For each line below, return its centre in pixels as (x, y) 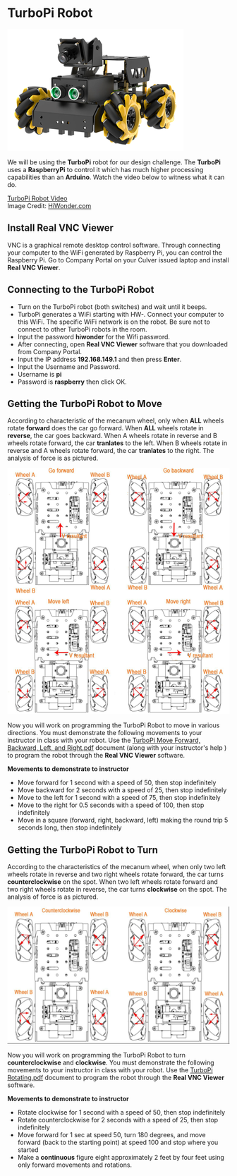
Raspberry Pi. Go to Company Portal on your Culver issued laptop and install (118, 260)
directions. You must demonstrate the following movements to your (105, 733)
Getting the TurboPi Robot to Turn (83, 850)
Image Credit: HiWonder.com (49, 205)
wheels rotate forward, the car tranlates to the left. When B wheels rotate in (117, 443)
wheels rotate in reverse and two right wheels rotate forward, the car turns (116, 874)
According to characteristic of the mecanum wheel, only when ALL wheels (116, 420)
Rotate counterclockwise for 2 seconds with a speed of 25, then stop (118, 1120)
